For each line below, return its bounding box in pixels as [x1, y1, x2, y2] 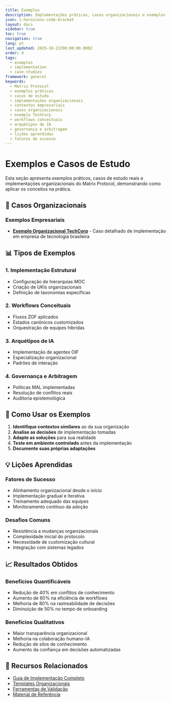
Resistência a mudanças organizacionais [12, 528, 99, 534]
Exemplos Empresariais [5, 216, 65, 223]
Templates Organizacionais [12, 680, 70, 687]
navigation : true [5, 36, 42, 42]
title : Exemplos [5, 7, 40, 13]
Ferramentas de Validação [12, 686, 68, 692]
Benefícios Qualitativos [5, 618, 65, 626]
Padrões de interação [12, 360, 58, 366]
